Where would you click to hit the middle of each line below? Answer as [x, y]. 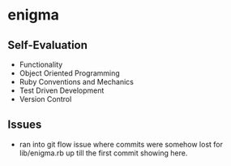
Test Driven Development [62, 90]
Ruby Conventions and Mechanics [77, 82]
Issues [25, 125]
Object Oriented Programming [70, 73]
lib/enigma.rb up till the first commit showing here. [103, 153]
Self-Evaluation [48, 45]
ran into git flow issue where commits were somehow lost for [121, 144]
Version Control [45, 99]
